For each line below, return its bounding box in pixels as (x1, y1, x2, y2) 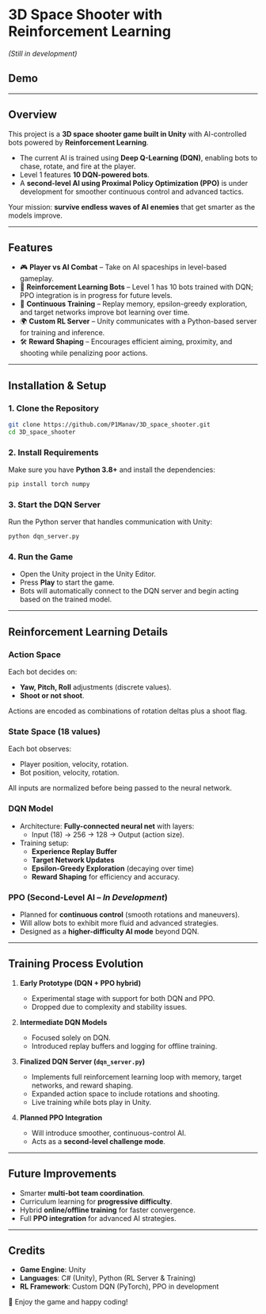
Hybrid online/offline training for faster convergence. (19, 1205, 196, 1215)
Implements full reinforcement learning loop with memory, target (31, 1072, 242, 1081)
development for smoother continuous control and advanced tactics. (19, 187, 244, 196)
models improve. (8, 211, 63, 220)
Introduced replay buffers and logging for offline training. (31, 1041, 218, 1050)
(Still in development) (8, 48, 78, 58)
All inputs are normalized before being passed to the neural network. (8, 783, 232, 793)
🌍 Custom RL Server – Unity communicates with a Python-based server (19, 316, 257, 327)
